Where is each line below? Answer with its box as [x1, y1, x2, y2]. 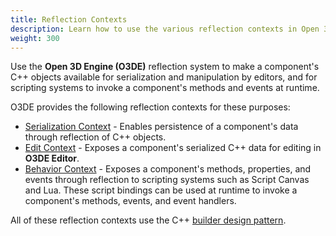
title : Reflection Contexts [10, 14, 128, 25]
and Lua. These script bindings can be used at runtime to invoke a [24, 184, 298, 196]
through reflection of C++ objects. [24, 131, 167, 143]
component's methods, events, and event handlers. [24, 195, 237, 207]
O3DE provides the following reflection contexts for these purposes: [10, 101, 291, 113]
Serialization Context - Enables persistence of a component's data [24, 121, 299, 133]
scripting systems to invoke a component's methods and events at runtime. [10, 82, 320, 94]
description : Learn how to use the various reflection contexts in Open [10, 24, 320, 34]
